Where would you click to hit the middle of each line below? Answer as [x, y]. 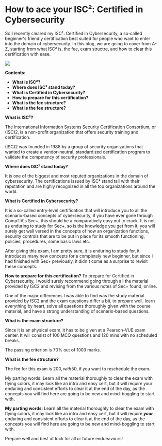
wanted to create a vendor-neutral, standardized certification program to [78, 152]
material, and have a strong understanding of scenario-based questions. [77, 311]
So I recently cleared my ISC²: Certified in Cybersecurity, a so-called [73, 33]
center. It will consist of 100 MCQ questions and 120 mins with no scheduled [81, 335]
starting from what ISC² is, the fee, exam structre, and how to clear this [81, 49]
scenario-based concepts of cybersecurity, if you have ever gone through [79, 215]
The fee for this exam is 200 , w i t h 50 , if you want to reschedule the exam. [78, 368]
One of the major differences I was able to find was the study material [75, 295]
